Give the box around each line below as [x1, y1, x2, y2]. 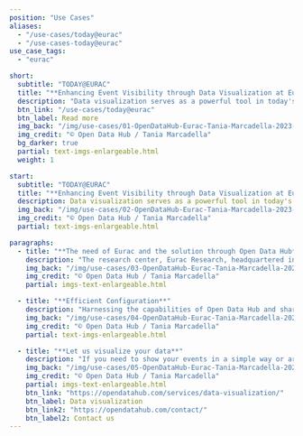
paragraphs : [9, 238, 54, 247]
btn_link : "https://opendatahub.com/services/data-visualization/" [25, 388, 284, 397]
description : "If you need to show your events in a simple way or [25, 355, 284, 364]
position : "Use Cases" [9, 13, 95, 23]
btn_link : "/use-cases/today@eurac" [17, 105, 155, 114]
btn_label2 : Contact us [25, 413, 115, 422]
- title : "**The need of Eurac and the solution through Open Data [17, 246, 277, 255]
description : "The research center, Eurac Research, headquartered [25, 255, 284, 264]
